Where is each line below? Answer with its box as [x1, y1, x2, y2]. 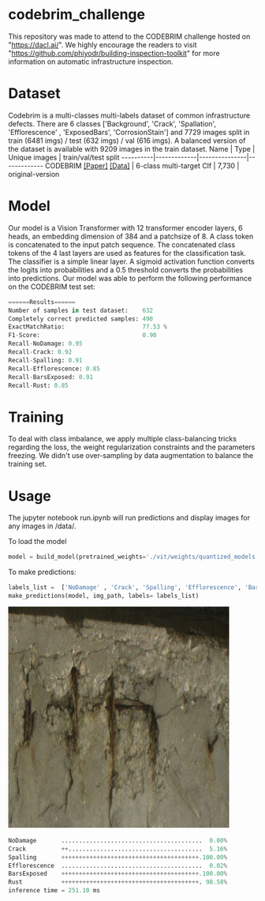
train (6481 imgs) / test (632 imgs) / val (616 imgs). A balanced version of [8, 136, 246, 145]
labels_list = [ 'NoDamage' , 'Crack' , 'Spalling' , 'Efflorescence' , [8, 584, 242, 591]
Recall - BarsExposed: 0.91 [8, 373, 93, 381]
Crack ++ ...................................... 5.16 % [8, 845, 227, 853]
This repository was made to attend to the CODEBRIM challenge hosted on [8, 32, 251, 41]
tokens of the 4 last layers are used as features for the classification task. [8, 248, 247, 257]
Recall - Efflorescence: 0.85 [8, 365, 101, 373]
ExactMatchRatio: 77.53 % [8, 323, 168, 331]
